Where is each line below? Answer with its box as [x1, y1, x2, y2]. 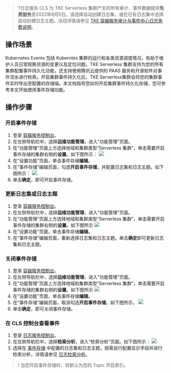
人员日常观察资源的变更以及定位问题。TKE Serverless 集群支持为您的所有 [9, 61, 164, 67]
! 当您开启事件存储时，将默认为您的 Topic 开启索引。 [17, 362, 128, 368]
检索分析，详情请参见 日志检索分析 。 [12, 351, 90, 358]
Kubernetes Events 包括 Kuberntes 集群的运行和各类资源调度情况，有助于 [5, 54, 159, 61]
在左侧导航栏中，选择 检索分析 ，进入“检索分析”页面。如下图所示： [12, 338, 151, 345]
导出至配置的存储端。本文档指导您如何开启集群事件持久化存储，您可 [18, 80, 161, 86]
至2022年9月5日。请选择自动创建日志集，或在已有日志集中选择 [31, 11, 164, 17]
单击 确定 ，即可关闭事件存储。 [12, 306, 75, 312]
